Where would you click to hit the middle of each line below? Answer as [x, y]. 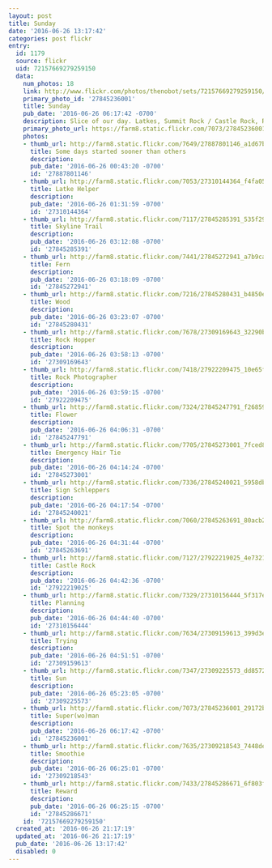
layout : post [30, 16]
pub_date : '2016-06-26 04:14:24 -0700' [97, 468]
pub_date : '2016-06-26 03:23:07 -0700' [97, 317]
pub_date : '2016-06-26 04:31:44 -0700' [97, 543]
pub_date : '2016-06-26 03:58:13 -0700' [97, 355]
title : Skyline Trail [66, 227]
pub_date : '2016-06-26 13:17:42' [72, 844]
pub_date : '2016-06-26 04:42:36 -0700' [97, 581]
